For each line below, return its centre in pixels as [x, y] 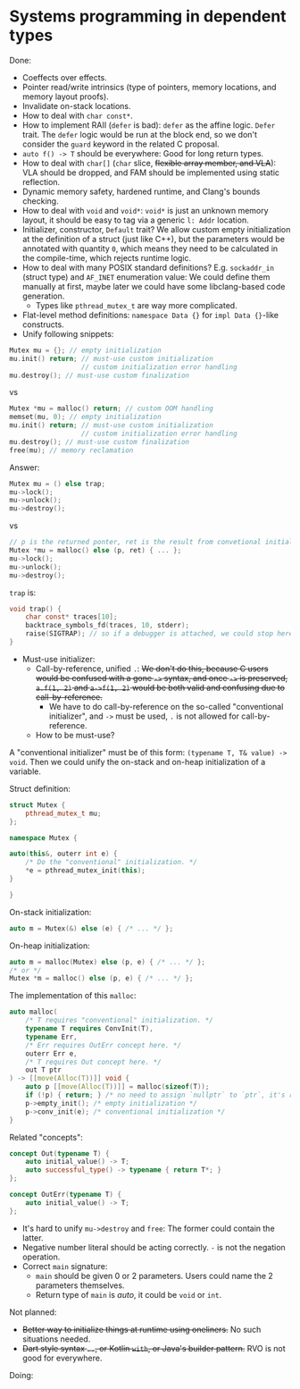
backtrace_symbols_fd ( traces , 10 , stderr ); [108, 626]
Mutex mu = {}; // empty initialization [86, 350]
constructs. [43, 324]
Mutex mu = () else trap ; [57, 484]
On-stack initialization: [50, 912]
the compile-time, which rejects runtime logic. [107, 257]
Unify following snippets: [68, 333]
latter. [33, 1237]
